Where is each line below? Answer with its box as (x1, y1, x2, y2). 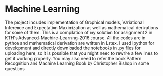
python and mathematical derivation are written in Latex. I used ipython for (5, 40, 155, 46)
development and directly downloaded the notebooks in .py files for (5, 45, 141, 51)
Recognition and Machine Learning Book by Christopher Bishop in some (5, 61, 149, 66)
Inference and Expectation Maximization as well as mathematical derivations (5, 24, 158, 30)
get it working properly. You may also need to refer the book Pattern (5, 55, 142, 61)
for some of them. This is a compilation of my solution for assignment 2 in (5, 30, 153, 35)
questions (5, 65, 25, 71)
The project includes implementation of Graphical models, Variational (5, 19, 144, 25)
